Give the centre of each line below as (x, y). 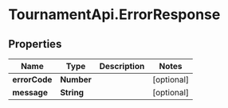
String (72, 93)
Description (122, 66)
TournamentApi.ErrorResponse (114, 15)
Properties (35, 44)
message (30, 93)
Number (75, 79)
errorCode (32, 79)
